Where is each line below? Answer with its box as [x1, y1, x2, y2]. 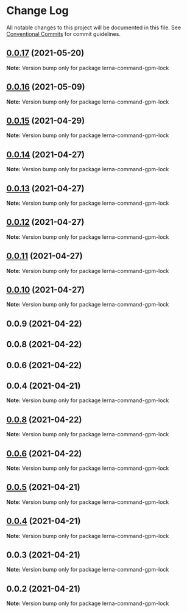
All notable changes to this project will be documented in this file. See [6, 24, 182, 31]
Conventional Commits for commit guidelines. [6, 30, 121, 37]
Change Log [6, 4, 69, 18]
